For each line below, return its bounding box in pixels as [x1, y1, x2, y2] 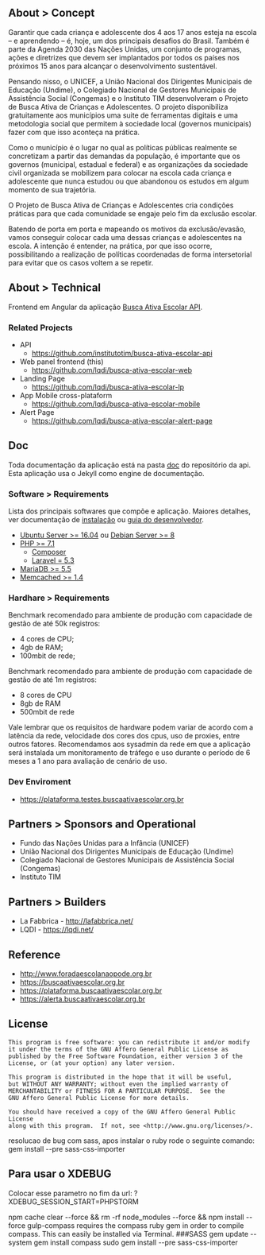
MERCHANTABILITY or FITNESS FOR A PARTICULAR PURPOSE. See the [8, 1087, 225, 1095]
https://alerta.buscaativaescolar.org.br [19, 994, 146, 1004]
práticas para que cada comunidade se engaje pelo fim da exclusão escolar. [8, 208, 258, 218]
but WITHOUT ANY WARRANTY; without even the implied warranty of [8, 1080, 229, 1088]
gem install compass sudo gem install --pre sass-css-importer [33, 1238, 238, 1247]
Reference [8, 947, 61, 961]
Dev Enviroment [8, 777, 71, 788]
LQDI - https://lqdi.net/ [19, 925, 94, 935]
